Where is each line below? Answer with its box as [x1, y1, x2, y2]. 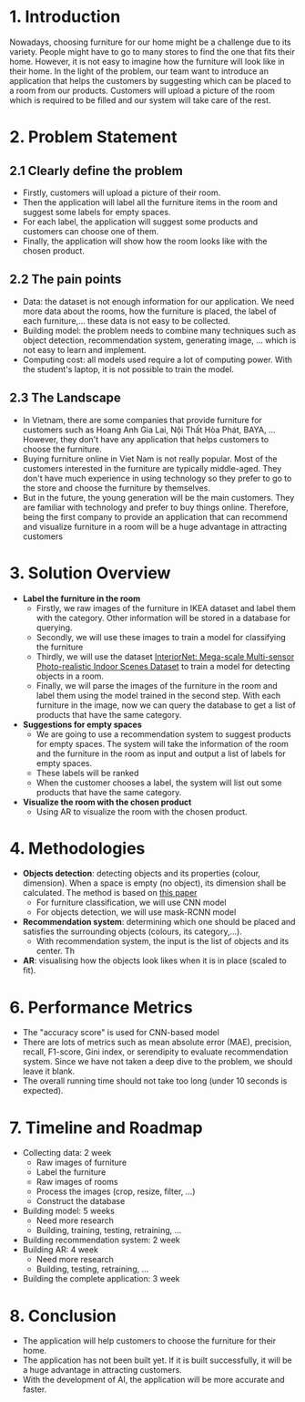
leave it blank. [22, 1065, 76, 1077]
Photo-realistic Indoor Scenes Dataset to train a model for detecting [36, 660, 290, 671]
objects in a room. [36, 670, 105, 681]
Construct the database [36, 1196, 126, 1207]
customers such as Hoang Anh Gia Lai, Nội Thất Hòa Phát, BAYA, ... [22, 424, 276, 435]
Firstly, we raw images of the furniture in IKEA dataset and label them [36, 602, 296, 613]
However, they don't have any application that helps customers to [22, 433, 269, 444]
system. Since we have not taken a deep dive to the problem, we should [22, 1056, 293, 1067]
